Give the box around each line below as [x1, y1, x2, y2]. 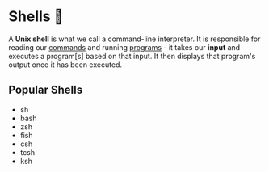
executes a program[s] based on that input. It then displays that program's [8, 51, 256, 61]
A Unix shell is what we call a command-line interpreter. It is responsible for [8, 34, 261, 44]
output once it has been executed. [8, 60, 123, 69]
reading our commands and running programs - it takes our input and [8, 42, 241, 52]
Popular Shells [8, 83, 83, 97]
